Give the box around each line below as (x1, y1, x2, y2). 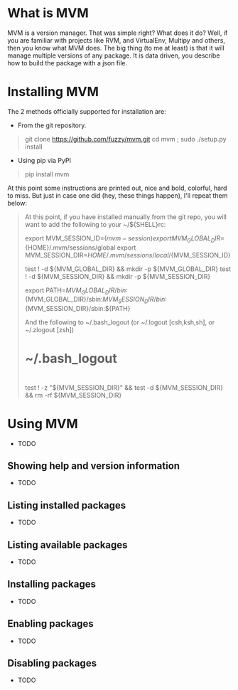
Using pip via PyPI (17, 156, 71, 164)
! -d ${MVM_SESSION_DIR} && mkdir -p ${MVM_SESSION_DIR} (24, 272, 211, 280)
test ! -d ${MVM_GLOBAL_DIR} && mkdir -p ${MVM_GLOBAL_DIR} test (24, 265, 232, 273)
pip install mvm (24, 169, 70, 179)
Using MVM (7, 415, 78, 432)
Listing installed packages (7, 499, 126, 511)
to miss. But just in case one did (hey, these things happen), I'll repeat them (7, 191, 228, 200)
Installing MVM (7, 84, 99, 100)
